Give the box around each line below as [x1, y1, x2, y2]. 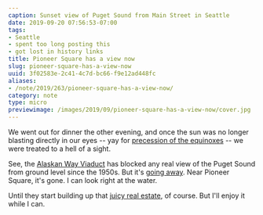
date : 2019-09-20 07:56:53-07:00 [8, 19, 118, 27]
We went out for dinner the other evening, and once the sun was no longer [8, 127, 250, 137]
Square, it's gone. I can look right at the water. [8, 176, 158, 185]
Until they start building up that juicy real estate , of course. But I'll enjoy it [8, 191, 245, 200]
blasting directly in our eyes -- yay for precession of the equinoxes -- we [8, 136, 243, 145]
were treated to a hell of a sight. [8, 144, 111, 153]
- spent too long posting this [8, 41, 111, 48]
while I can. [8, 199, 46, 208]
